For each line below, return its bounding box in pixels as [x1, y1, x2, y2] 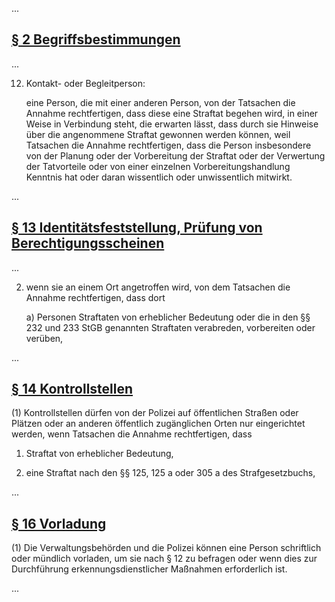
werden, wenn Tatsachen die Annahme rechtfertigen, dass [11, 428, 253, 440]
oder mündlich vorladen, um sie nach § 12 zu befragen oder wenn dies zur [11, 553, 318, 565]
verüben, [25, 332, 64, 344]
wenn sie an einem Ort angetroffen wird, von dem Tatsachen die [25, 281, 291, 293]
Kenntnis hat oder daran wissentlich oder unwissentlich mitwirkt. [25, 171, 293, 183]
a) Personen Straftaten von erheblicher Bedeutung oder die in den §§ [25, 311, 311, 323]
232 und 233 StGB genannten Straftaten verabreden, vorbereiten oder [25, 321, 316, 333]
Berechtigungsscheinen [11, 235, 165, 252]
